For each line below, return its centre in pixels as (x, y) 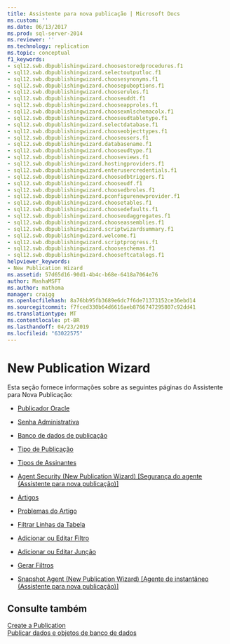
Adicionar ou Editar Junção (57, 552)
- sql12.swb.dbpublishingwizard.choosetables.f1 (80, 203)
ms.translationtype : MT (42, 314)
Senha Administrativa (48, 422)
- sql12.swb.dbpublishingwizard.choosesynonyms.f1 (83, 79)
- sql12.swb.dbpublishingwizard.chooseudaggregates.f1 (89, 216)
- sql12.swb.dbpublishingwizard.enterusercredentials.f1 (92, 170)
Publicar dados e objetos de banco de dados (72, 633)
